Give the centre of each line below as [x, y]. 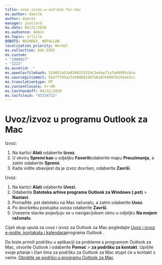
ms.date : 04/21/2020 [26, 28]
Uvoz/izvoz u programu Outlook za [76, 119]
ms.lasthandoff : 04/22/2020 [33, 91]
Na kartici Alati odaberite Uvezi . [44, 187]
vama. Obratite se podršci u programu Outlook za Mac [59, 258]
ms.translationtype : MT [29, 82]
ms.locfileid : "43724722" [31, 95]
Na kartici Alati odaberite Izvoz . [44, 153]
